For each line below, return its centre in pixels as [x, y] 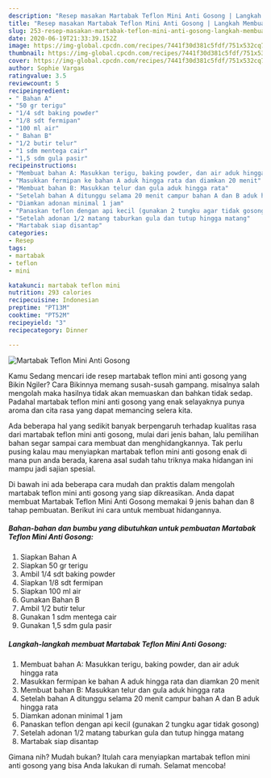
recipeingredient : [39, 91]
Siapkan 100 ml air [50, 591]
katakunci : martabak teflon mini [65, 285]
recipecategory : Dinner [48, 330]
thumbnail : [27, 53]
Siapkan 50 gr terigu [54, 566]
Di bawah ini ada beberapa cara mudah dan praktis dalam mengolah [122, 484]
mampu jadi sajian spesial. [52, 468]
